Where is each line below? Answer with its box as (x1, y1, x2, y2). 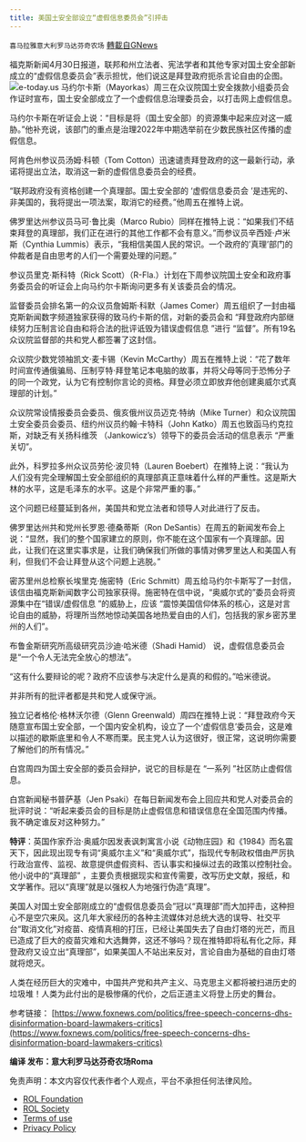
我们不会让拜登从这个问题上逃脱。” (33, 556, 161, 567)
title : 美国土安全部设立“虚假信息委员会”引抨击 (9, 13, 168, 23)
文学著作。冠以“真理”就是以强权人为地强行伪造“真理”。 (9, 881, 216, 892)
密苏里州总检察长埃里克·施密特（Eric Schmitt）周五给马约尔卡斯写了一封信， (9, 575, 297, 586)
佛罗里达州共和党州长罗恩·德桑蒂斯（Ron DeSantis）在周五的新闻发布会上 (9, 521, 286, 532)
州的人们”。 (9, 621, 54, 632)
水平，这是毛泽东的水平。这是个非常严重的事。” (25, 483, 201, 494)
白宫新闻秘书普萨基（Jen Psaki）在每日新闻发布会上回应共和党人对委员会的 (9, 793, 293, 804)
